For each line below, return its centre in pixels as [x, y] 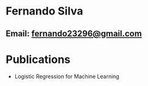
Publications [38, 59]
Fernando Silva [44, 11]
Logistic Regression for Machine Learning [67, 76]
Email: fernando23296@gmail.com [74, 34]
